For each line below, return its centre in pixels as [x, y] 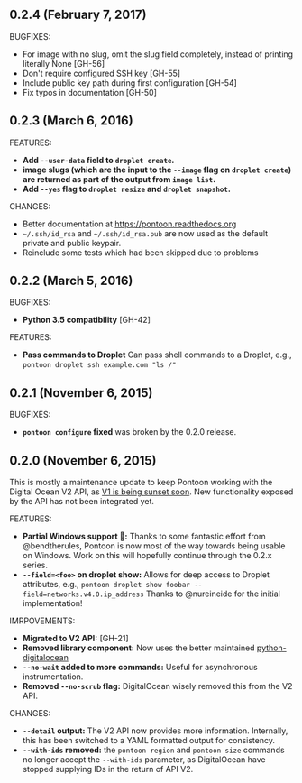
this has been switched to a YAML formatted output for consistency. [148, 741]
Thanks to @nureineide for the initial [213, 594]
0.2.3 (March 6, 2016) [71, 121]
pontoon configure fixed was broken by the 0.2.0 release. [129, 432]
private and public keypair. [72, 243]
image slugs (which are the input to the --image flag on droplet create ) [157, 170]
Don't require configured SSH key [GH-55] [101, 73]
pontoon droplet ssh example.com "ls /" [99, 365]
